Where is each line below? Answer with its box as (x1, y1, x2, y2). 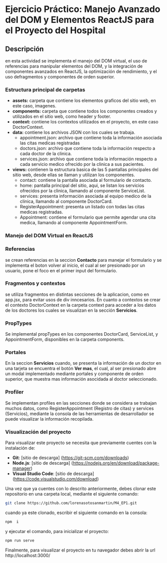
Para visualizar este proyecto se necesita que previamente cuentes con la (5, 440, 157, 446)
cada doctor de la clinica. (19, 151, 72, 157)
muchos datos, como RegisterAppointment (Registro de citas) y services (5, 405, 154, 411)
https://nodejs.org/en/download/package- (73, 460, 160, 466)
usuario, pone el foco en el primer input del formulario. (5, 267, 117, 273)
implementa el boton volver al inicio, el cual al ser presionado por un (5, 262, 146, 268)
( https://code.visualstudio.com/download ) (12, 476, 99, 482)
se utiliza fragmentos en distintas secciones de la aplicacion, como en (5, 291, 150, 297)
